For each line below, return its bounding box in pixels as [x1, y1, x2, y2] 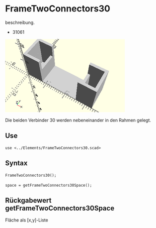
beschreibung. [5, 19, 35, 25]
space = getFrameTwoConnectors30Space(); [5, 183, 92, 188]
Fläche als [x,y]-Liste [5, 217, 48, 223]
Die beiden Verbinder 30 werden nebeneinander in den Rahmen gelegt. [5, 117, 152, 123]
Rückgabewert [5, 196, 52, 205]
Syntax [5, 159, 28, 167]
